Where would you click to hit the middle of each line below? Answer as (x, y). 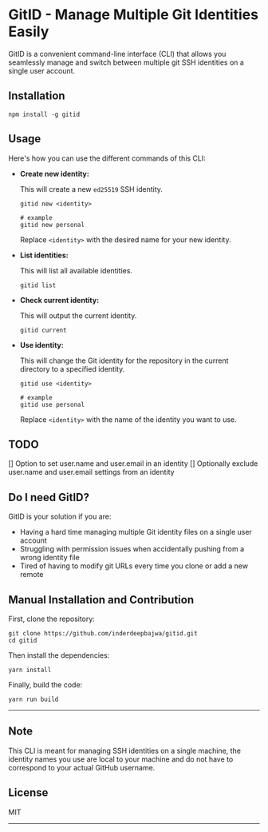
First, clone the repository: (52, 619)
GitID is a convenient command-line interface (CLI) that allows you (117, 54)
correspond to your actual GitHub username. (82, 767)
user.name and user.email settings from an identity (91, 472)
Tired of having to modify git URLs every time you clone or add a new (134, 566)
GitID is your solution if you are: (60, 516)
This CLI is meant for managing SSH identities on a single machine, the (125, 750)
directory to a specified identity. (72, 368)
